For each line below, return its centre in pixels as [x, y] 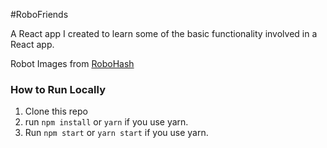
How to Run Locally [58, 89]
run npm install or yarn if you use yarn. [106, 122]
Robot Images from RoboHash [72, 63]
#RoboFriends [39, 14]
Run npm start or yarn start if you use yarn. [116, 133]
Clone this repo [56, 111]
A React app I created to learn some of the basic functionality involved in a [164, 33]
